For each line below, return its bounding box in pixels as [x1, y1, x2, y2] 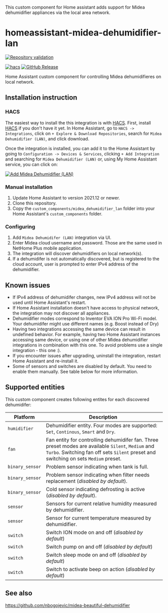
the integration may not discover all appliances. [12, 310, 110, 316]
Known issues [5, 281, 50, 289]
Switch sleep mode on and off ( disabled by [45, 551, 147, 558]
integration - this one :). [12, 347, 61, 353]
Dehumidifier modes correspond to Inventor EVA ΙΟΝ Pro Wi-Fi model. [12, 315, 157, 321]
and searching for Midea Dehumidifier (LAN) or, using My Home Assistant [5, 156, 157, 162]
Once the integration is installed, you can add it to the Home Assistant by [5, 145, 155, 151]
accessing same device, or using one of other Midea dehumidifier [12, 337, 148, 343]
